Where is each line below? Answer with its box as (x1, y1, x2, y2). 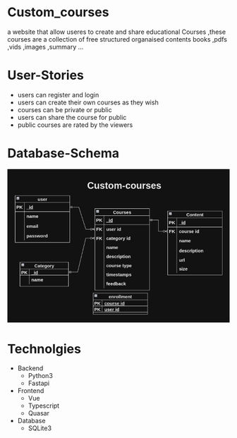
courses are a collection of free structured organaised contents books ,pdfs (7, 35, 228, 43)
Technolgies (7, 341, 81, 357)
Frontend (17, 387, 44, 395)
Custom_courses (7, 4, 109, 20)
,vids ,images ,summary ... (7, 42, 84, 51)
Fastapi (28, 379, 50, 388)
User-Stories (7, 68, 85, 83)
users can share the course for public (17, 113, 127, 121)
